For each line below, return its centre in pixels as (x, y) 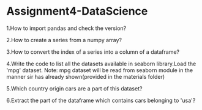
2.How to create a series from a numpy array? (64, 40)
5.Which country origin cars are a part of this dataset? (74, 88)
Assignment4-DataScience (77, 11)
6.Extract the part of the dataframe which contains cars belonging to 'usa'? (101, 100)
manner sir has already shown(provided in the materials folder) (86, 76)
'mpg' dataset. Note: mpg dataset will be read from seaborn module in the (100, 70)
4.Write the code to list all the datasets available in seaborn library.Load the (101, 64)
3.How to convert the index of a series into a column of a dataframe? (93, 52)
